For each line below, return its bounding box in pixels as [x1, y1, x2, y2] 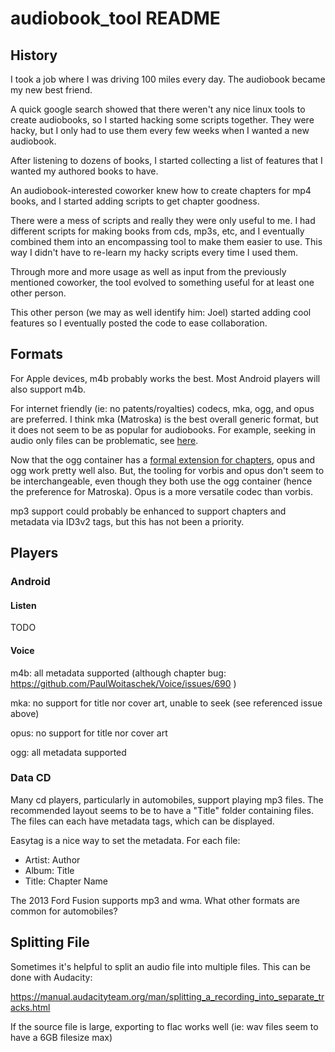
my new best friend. [10, 84, 93, 96]
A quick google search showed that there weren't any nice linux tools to [10, 103, 306, 115]
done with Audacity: [10, 971, 93, 983]
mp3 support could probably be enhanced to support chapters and [10, 505, 287, 517]
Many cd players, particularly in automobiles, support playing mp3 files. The [10, 793, 324, 806]
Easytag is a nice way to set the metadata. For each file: [10, 834, 241, 846]
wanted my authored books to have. [10, 165, 159, 177]
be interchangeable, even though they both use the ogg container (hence [10, 475, 313, 487]
